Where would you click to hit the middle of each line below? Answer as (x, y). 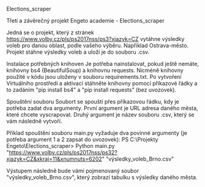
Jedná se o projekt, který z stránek (50, 32)
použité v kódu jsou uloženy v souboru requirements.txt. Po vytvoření (94, 77)
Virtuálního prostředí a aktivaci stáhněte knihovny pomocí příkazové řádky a (102, 83)
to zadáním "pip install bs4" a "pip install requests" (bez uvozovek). (91, 90)
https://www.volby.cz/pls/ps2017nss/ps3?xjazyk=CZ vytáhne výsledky (95, 39)
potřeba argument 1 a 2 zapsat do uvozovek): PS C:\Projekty (82, 139)
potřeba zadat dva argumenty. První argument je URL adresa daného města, (102, 108)
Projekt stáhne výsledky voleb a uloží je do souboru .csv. (78, 52)
